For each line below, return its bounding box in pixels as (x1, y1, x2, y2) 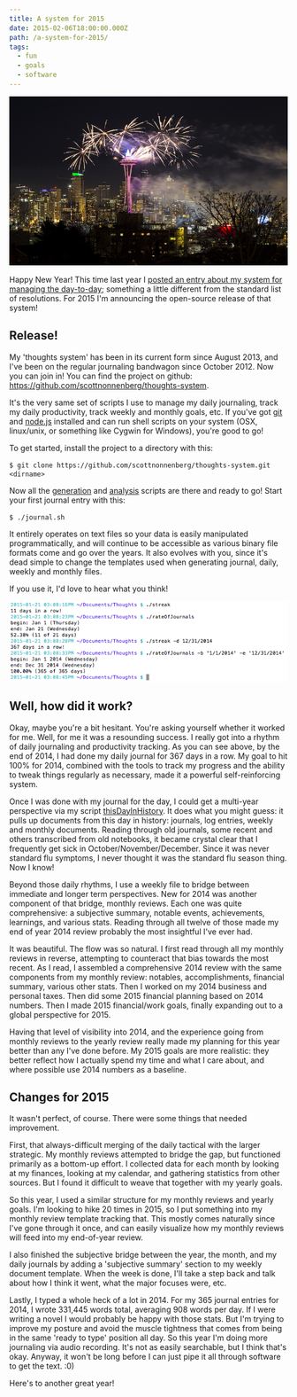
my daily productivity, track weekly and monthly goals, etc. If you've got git (9, 406, 283, 417)
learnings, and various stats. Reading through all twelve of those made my (9, 917, 279, 927)
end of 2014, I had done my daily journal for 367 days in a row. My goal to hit (9, 750, 288, 761)
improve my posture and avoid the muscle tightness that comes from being (9, 1323, 283, 1334)
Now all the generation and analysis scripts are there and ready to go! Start (9, 485, 283, 496)
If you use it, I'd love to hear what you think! (9, 583, 169, 594)
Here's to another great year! (9, 1378, 115, 1389)
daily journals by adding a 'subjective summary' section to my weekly (9, 1259, 263, 1269)
